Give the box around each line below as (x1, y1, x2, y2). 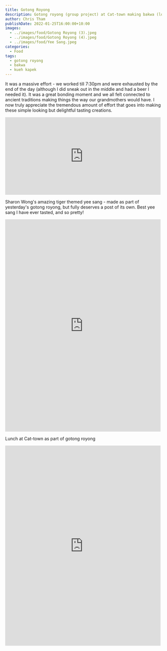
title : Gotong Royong (5, 7, 50, 12)
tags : (5, 53, 16, 59)
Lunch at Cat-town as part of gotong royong (5, 435, 96, 441)
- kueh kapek (9, 68, 37, 72)
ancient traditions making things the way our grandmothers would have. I (5, 97, 155, 102)
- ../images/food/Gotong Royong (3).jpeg (9, 30, 97, 35)
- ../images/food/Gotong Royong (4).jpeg (9, 35, 97, 40)
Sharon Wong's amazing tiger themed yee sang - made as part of (5, 199, 139, 205)
